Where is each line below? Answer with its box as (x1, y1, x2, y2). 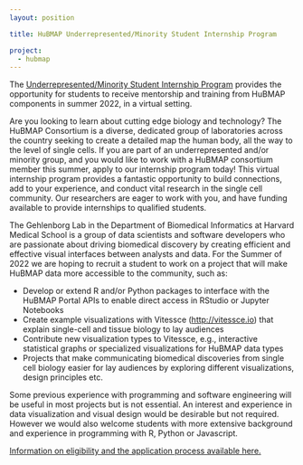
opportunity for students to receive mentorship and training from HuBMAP (9, 89, 286, 100)
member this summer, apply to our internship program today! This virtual (9, 164, 280, 175)
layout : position (9, 13, 75, 23)
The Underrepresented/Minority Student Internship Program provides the (9, 79, 282, 90)
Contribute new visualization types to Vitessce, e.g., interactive (22, 334, 258, 345)
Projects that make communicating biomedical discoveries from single (22, 353, 285, 364)
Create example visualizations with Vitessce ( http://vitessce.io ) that (22, 314, 274, 326)
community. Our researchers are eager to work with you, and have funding (9, 193, 288, 204)
